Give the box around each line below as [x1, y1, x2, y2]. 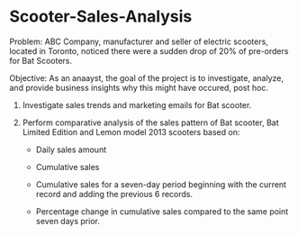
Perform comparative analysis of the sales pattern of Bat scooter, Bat [22, 117, 279, 128]
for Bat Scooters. [9, 55, 72, 66]
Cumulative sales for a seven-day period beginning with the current [35, 178, 286, 190]
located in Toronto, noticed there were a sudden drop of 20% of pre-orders [9, 45, 289, 56]
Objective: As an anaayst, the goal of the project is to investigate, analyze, [9, 72, 284, 83]
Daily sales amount [35, 144, 106, 155]
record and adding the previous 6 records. [35, 188, 194, 199]
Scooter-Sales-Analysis [9, 6, 193, 27]
